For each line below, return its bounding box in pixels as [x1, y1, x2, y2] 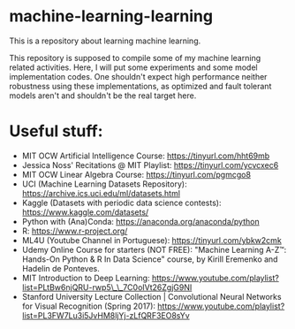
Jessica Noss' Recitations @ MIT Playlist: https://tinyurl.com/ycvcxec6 [21, 159, 279, 170]
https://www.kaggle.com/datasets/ [21, 206, 149, 218]
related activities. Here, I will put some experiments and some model [9, 62, 258, 73]
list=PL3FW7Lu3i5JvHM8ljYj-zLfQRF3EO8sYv [21, 310, 190, 320]
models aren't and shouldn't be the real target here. [9, 90, 197, 101]
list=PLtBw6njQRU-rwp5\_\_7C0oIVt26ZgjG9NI [21, 281, 193, 293]
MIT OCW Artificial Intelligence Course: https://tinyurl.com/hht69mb [21, 150, 270, 161]
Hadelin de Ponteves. [21, 263, 100, 273]
